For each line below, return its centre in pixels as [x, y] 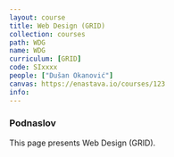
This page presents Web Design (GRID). [83, 143]
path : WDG [28, 42]
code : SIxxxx [33, 68]
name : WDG [28, 51]
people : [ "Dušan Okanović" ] [62, 76]
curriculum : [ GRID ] [46, 59]
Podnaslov [33, 123]
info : [19, 92]
